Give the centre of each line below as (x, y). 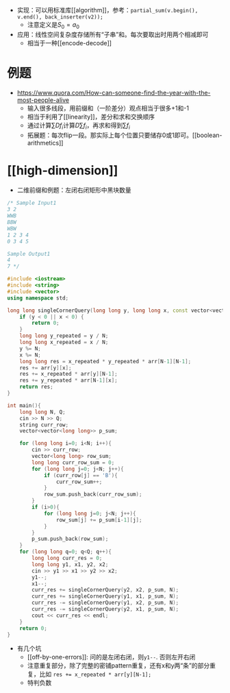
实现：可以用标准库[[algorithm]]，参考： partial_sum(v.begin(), (107, 10)
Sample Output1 (29, 254)
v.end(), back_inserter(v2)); (60, 17)
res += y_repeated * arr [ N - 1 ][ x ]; (68, 380)
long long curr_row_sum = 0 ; (73, 462)
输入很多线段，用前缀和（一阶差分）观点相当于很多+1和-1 (108, 108)
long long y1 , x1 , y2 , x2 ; (70, 564)
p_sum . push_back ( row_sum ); (70, 539)
